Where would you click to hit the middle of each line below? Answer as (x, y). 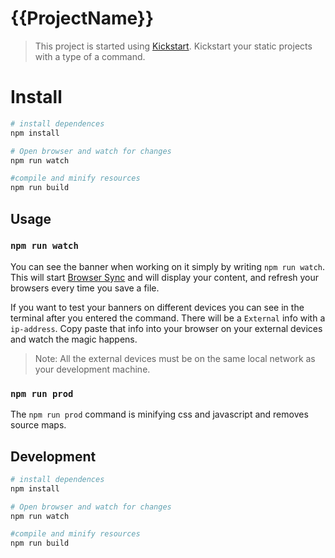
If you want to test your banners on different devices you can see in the (157, 307)
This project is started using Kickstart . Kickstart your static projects (173, 46)
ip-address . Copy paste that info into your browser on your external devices (166, 328)
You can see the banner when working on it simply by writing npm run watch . (168, 266)
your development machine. (92, 369)
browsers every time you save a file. (85, 288)
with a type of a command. (90, 56)
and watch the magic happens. (74, 339)
